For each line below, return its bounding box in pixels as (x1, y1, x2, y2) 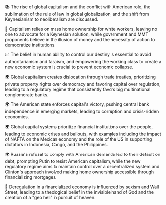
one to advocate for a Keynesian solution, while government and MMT (5, 31, 149, 37)
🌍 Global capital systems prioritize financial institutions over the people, (5, 124, 153, 130)
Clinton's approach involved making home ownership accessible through (5, 169, 154, 175)
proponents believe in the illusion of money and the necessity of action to (5, 37, 155, 42)
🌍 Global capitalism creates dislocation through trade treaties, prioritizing (5, 74, 156, 80)
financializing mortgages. (5, 174, 57, 180)
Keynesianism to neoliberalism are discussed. (5, 16, 98, 22)
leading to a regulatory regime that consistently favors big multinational (5, 86, 151, 92)
